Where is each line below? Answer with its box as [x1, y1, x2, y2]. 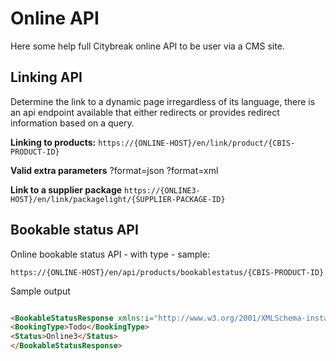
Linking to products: [10, 136, 97, 148]
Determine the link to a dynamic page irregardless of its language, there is [10, 95, 316, 107]
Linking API [10, 69, 83, 86]
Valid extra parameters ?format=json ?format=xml [10, 164, 219, 176]
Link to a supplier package [10, 183, 123, 196]
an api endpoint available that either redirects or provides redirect [10, 106, 280, 118]
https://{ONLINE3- [124, 185, 201, 196]
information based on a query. [10, 117, 135, 129]
